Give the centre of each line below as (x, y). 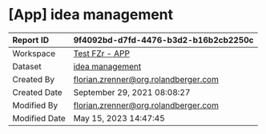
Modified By (35, 105)
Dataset (27, 66)
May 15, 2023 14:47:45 (119, 118)
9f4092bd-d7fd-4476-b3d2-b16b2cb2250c (163, 40)
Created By (33, 79)
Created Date (37, 92)
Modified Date (39, 118)
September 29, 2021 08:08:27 (132, 92)
